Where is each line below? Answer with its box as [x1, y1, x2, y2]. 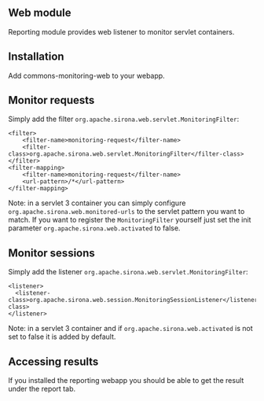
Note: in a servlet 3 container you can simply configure [8, 198, 186, 208]
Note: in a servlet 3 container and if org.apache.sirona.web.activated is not [8, 324, 253, 333]
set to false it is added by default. [8, 332, 116, 341]
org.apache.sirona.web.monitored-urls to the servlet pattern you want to [8, 207, 245, 216]
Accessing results [8, 355, 99, 368]
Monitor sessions [8, 246, 96, 259]
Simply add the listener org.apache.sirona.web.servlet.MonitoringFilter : [8, 267, 249, 277]
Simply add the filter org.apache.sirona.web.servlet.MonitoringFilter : [8, 114, 240, 124]
